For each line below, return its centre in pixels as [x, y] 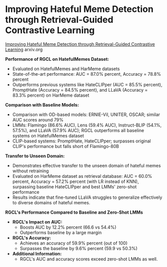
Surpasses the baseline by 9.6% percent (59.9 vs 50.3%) [79, 248]
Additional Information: [37, 254]
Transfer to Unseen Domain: [35, 156]
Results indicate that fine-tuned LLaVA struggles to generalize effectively [87, 197]
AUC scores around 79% [38, 120]
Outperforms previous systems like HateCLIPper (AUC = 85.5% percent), [87, 84]
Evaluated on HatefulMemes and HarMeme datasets [66, 69]
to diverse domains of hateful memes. [51, 202]
